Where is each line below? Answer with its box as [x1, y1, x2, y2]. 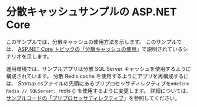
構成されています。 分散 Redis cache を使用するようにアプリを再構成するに [6, 73, 189, 80]
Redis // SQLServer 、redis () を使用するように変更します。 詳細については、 [6, 87, 192, 94]
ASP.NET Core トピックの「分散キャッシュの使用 [17, 45, 137, 53]
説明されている [146, 45, 183, 53]
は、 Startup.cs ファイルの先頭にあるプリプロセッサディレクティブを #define [6, 80, 190, 87]
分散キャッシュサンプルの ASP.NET [6, 5, 178, 19]
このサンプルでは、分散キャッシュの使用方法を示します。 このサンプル [6, 38, 177, 45]
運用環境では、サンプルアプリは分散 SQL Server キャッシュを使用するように [6, 65, 191, 72]
